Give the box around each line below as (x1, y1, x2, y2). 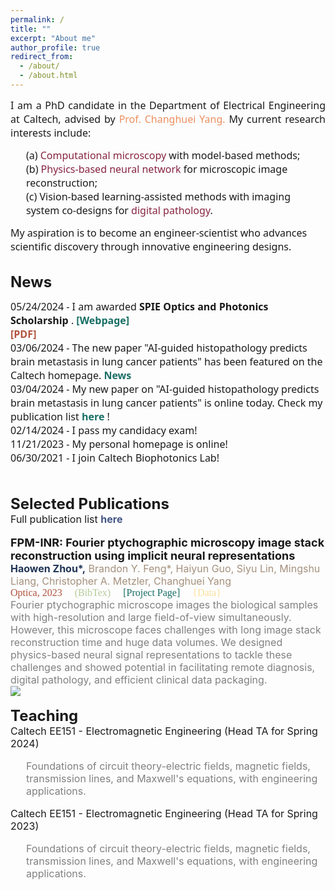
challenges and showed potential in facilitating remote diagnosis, (10, 660, 316, 674)
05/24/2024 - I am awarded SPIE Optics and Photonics (10, 299, 269, 314)
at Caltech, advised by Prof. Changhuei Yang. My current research (10, 111, 326, 126)
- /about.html (19, 71, 78, 81)
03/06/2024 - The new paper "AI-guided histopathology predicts (10, 340, 308, 355)
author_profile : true (10, 42, 101, 53)
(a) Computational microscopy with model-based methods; (26, 147, 301, 163)
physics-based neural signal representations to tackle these (10, 647, 293, 661)
